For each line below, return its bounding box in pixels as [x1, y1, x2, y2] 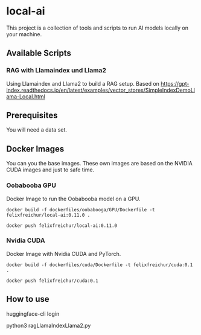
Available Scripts [6, 48, 71, 59]
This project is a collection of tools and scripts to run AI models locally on [6, 24, 189, 31]
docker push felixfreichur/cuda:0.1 [6, 278, 98, 284]
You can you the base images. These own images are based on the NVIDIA [6, 160, 193, 167]
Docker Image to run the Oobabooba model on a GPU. [6, 195, 141, 202]
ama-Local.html [6, 92, 45, 100]
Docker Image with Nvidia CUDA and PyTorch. [6, 250, 121, 257]
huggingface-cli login [6, 310, 60, 317]
